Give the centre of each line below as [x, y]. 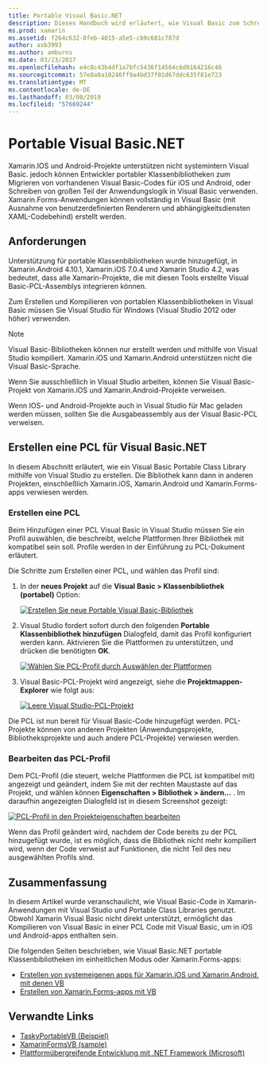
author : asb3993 [35, 45]
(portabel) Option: [50, 595]
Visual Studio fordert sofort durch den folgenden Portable [115, 625]
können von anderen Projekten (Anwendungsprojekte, [126, 729]
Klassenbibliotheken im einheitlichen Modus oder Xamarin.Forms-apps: [125, 959]
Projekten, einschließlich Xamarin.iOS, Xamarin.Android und [106, 483]
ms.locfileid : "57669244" [51, 104]
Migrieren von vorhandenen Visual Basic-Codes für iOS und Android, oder [130, 183]
